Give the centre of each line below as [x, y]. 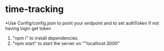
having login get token [28, 28]
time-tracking [35, 9]
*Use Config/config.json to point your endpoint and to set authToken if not [82, 23]
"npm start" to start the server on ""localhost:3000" [66, 43]
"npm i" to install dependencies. [45, 38]
